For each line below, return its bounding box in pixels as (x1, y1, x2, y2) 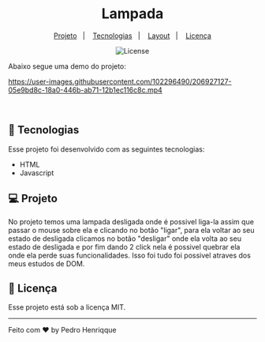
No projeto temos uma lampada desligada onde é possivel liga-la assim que (8, 216, 255, 226)
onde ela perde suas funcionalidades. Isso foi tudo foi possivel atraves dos (8, 250, 251, 260)
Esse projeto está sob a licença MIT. (8, 303, 126, 312)
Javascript (19, 167, 54, 178)
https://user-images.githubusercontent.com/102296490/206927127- (8, 77, 232, 86)
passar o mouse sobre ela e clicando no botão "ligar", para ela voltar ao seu (8, 225, 255, 235)
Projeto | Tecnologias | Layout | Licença (54, 31, 211, 40)
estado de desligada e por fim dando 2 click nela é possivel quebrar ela (8, 242, 241, 251)
